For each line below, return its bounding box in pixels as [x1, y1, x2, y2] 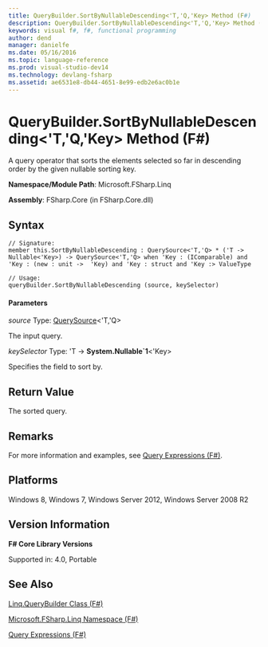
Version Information [8, 518, 110, 531]
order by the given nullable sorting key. [8, 164, 137, 174]
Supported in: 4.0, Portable [8, 555, 97, 564]
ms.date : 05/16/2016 [8, 49, 77, 57]
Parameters [8, 298, 48, 308]
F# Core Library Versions [8, 539, 93, 548]
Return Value [8, 385, 74, 398]
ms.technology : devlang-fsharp [8, 71, 112, 79]
